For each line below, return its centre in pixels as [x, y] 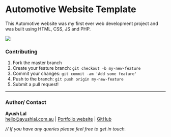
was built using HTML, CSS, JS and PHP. [48, 29]
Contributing [21, 51]
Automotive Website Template [71, 9]
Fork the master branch [37, 63]
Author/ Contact [26, 102]
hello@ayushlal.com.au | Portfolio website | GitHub [59, 119]
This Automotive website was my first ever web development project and [82, 23]
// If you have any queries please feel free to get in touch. [66, 129]
